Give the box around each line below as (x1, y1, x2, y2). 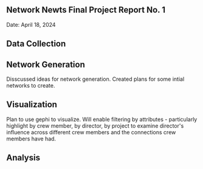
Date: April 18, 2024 (6, 21, 56, 28)
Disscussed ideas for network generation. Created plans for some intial (6, 75, 185, 83)
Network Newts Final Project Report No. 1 (6, 5, 166, 15)
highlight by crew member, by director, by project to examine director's (6, 122, 184, 129)
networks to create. (6, 82, 55, 89)
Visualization (6, 100, 58, 110)
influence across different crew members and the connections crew (6, 128, 176, 136)
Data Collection (6, 39, 66, 49)
